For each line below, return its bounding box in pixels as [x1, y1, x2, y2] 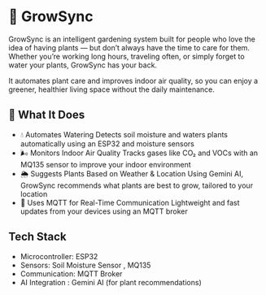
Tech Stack [8, 230, 67, 244]
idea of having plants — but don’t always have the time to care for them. [8, 42, 251, 52]
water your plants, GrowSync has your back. [8, 60, 157, 70]
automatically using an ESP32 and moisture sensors [20, 138, 195, 149]
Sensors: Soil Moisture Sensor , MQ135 [20, 260, 151, 270]
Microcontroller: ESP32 [20, 251, 98, 261]
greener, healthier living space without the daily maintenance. [8, 85, 216, 94]
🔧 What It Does [8, 108, 85, 122]
